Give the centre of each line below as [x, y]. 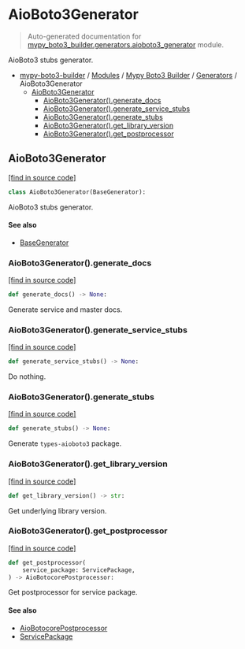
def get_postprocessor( [47, 562]
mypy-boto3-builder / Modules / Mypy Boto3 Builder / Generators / [128, 75]
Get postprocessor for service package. [73, 592]
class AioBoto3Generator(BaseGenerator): [77, 192]
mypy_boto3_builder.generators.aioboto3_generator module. [126, 44]
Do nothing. [27, 376]
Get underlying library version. [58, 510]
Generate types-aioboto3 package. [65, 443]
